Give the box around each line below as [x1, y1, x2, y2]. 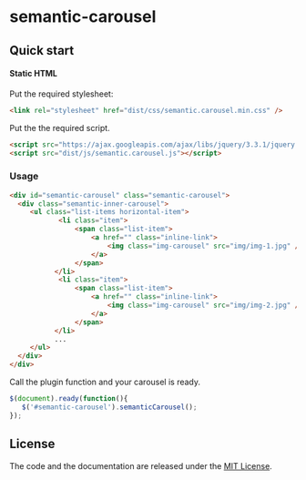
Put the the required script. [9, 122, 111, 133]
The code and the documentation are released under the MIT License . [9, 460, 273, 471]
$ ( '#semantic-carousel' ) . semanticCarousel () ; [21, 403, 198, 412]
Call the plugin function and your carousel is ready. [9, 376, 201, 388]
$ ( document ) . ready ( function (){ [9, 394, 128, 403]
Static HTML [9, 68, 57, 79]
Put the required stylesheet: [9, 88, 114, 99]
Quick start [9, 43, 75, 58]
